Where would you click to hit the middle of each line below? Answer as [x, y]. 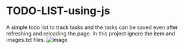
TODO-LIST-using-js [58, 11]
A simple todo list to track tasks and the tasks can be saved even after [92, 27]
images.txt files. [26, 40]
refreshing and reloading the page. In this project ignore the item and [91, 33]
